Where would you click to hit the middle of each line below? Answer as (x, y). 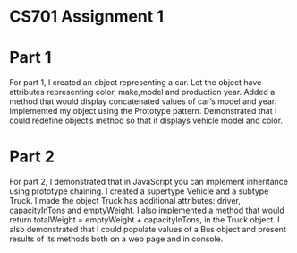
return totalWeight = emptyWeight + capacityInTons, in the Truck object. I (144, 220)
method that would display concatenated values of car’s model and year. (143, 101)
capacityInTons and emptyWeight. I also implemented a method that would (147, 210)
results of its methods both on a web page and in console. (116, 239)
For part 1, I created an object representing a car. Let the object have (136, 83)
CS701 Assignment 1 (86, 17)
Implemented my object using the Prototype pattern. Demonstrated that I (143, 111)
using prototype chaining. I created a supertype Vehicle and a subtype (139, 191)
